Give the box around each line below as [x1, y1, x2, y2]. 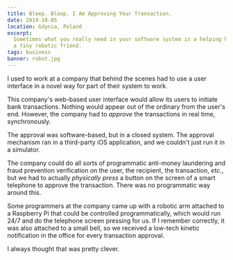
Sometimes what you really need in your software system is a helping [13, 36, 222, 43]
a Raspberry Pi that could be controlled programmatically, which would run [7, 209, 221, 217]
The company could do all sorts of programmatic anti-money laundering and [7, 159, 226, 167]
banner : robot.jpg [7, 55, 60, 62]
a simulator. [7, 145, 40, 153]
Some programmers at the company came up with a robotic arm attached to [7, 202, 225, 210]
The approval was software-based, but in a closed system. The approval [7, 130, 214, 139]
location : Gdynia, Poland [7, 23, 82, 30]
